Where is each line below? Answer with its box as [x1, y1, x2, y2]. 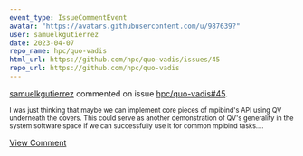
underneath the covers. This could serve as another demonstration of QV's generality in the [9, 114, 294, 123]
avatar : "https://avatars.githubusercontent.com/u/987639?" [9, 22, 241, 31]
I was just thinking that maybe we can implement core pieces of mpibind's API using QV [9, 106, 282, 115]
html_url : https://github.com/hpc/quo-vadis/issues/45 [9, 55, 221, 64]
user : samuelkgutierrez [9, 30, 99, 39]
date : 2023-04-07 [9, 38, 75, 48]
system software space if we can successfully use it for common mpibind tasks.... [9, 121, 264, 131]
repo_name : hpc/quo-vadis [9, 47, 107, 56]
